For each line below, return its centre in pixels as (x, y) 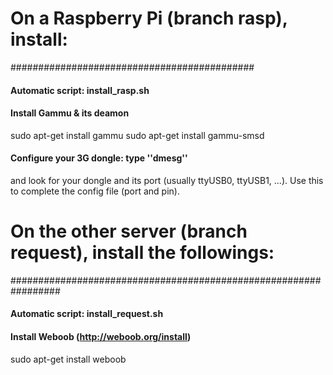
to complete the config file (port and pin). (95, 191)
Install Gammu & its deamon (70, 113)
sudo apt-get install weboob (68, 359)
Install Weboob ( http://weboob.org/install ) (101, 337)
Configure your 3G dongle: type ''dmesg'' (99, 158)
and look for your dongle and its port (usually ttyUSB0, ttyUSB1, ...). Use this (167, 180)
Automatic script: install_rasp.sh (80, 90)
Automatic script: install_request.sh (87, 314)
